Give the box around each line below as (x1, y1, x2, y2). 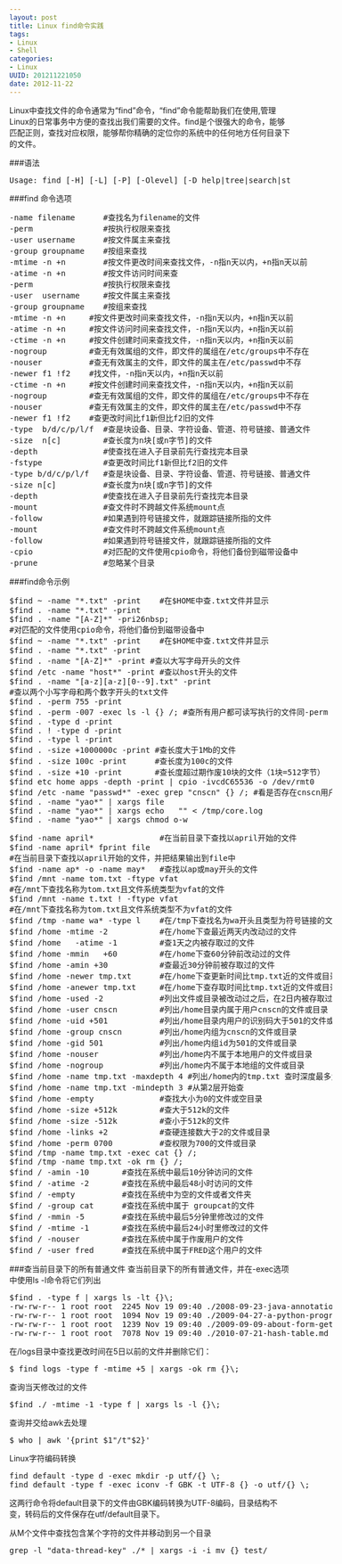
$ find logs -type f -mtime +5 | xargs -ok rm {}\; (9, 1363, 240, 1373)
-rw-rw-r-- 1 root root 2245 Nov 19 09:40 (9, 1301, 202, 1311)
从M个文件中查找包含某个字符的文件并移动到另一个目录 (9, 1527, 212, 1538)
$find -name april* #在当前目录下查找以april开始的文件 (9, 832, 297, 843)
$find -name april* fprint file (9, 842, 151, 852)
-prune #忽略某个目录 (9, 558, 156, 568)
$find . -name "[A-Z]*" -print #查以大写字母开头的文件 (9, 656, 241, 666)
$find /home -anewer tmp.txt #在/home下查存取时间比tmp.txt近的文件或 (9, 982, 322, 992)
